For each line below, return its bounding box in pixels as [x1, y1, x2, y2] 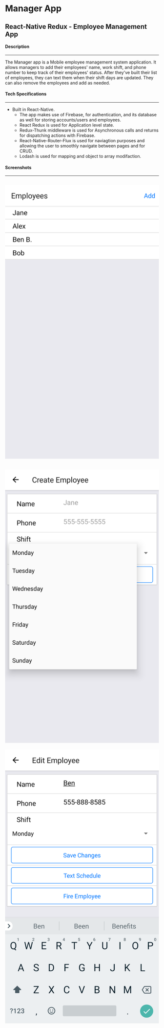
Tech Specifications [5, 91, 47, 97]
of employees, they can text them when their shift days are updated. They [5, 74, 154, 81]
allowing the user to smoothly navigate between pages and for [19, 143, 145, 149]
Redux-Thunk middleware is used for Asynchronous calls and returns [19, 127, 159, 133]
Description [5, 44, 30, 49]
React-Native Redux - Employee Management [5, 22, 147, 31]
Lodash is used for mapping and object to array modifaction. [19, 153, 142, 159]
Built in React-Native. [12, 106, 55, 112]
